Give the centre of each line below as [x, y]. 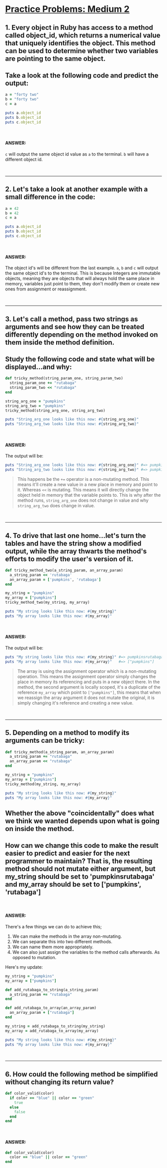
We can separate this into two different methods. [62, 941]
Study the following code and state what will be [80, 359]
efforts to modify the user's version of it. [69, 559]
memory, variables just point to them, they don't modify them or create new [83, 284]
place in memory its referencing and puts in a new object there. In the [88, 682]
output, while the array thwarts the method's [76, 551]
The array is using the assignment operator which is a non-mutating [87, 671]
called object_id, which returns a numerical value [83, 35]
